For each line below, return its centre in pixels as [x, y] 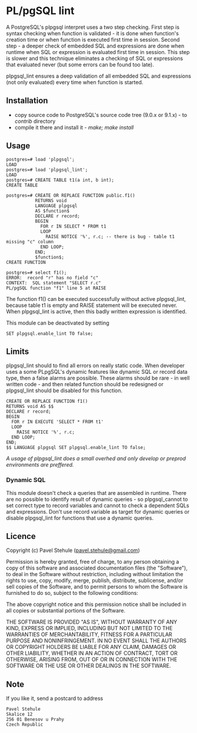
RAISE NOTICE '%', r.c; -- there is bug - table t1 [110, 236]
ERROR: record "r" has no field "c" [52, 277]
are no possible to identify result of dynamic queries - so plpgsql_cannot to [97, 499]
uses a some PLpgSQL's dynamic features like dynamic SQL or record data [97, 372]
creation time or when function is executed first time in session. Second [93, 39]
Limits [18, 351]
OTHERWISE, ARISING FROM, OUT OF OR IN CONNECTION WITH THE [92, 660]
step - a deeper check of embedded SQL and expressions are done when [95, 46]
